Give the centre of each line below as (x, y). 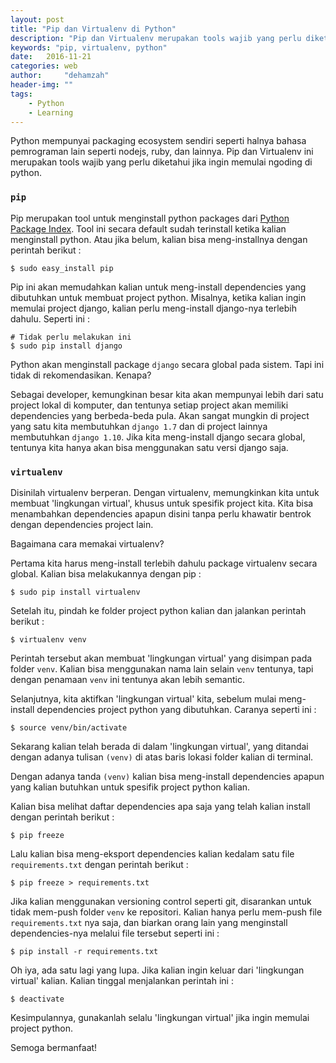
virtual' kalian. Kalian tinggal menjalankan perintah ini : (122, 980)
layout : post (37, 19)
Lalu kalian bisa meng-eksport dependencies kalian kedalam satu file (152, 853)
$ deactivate (37, 999)
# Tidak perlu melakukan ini (71, 337)
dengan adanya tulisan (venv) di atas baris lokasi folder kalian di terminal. (162, 757)
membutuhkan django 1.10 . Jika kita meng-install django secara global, (158, 437)
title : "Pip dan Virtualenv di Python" (93, 29)
